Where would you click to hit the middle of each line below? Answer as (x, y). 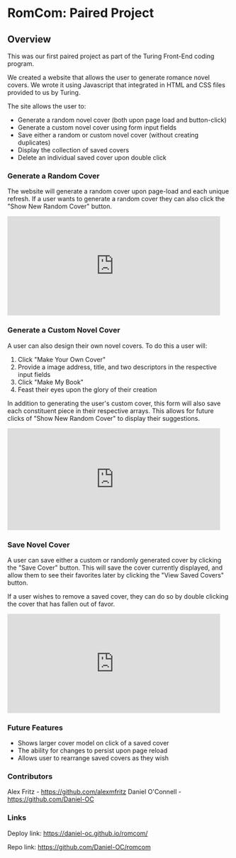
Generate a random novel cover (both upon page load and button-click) (122, 120)
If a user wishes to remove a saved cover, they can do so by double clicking (118, 596)
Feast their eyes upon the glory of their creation (87, 389)
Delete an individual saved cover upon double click (92, 158)
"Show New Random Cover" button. (60, 206)
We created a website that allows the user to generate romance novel (109, 77)
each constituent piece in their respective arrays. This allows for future (111, 411)
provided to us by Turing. (44, 92)
